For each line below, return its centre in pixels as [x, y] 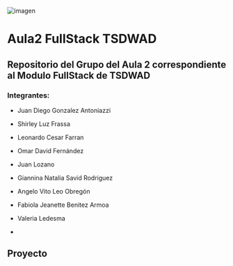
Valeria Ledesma [41, 218]
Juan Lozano [36, 164]
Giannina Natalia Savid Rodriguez [65, 178]
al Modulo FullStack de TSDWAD [79, 76]
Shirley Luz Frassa [44, 124]
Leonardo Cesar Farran [50, 137]
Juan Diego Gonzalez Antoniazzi [64, 110]
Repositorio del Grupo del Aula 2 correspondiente [117, 64]
